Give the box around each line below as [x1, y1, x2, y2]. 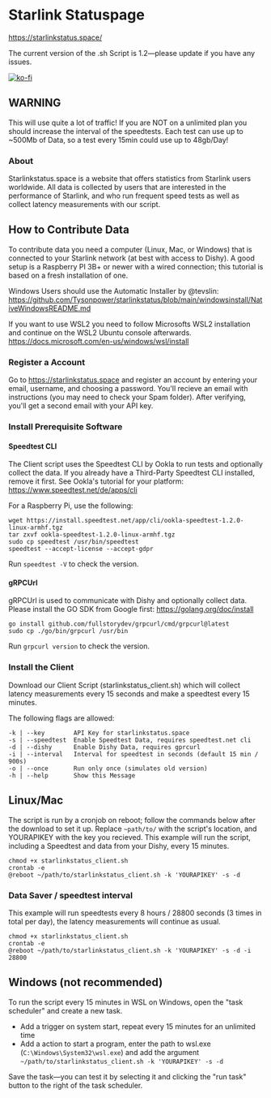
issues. [8, 57, 32, 67]
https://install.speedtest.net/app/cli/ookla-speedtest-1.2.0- [26, 517, 244, 525]
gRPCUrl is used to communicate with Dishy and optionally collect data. [8, 596, 248, 605]
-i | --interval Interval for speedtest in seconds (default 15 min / [8, 750, 259, 758]
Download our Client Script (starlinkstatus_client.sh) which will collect [8, 680, 241, 690]
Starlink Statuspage [8, 6, 146, 24]
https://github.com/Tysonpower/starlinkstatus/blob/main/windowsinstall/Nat [8, 295, 263, 304]
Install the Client [8, 661, 74, 673]
